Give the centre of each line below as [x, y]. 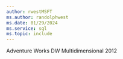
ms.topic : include [29, 34]
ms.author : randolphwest [37, 17]
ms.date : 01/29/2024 [32, 23]
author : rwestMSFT [29, 12]
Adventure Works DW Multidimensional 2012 [62, 51]
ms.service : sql [27, 28]
